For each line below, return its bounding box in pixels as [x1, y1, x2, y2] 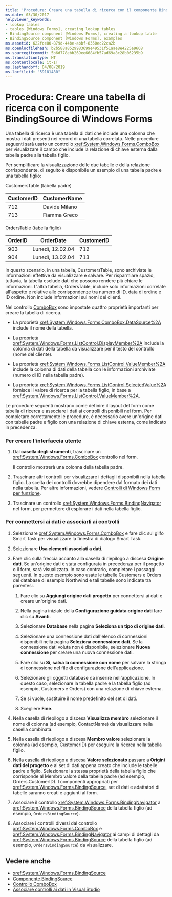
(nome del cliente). [12, 351, 53, 357]
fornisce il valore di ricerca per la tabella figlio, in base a [12, 387, 131, 393]
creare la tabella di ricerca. [5, 309, 62, 315]
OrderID [8, 236, 28, 244]
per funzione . [12, 490, 41, 496]
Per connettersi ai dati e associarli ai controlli [5, 518, 119, 526]
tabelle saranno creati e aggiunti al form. [12, 789, 98, 796]
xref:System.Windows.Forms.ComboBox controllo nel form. [12, 454, 138, 461]
